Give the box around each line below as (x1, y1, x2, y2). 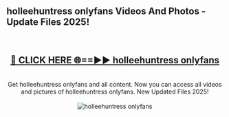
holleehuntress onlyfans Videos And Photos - (6, 6, 206, 17)
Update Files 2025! (6, 17, 90, 28)
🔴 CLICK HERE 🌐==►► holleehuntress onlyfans (10, 54, 220, 66)
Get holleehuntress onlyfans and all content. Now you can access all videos (8, 80, 222, 88)
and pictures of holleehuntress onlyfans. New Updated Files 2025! (21, 87, 209, 96)
